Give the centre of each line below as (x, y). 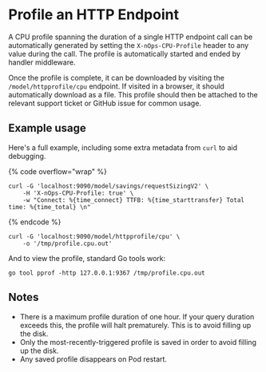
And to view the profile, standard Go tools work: (87, 258)
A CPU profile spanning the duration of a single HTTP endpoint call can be (131, 37)
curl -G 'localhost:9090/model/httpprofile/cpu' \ (94, 236)
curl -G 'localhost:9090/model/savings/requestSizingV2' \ (109, 186)
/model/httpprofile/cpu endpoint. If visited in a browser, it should (117, 86)
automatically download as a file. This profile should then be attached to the (133, 94)
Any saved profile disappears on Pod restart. (93, 359)
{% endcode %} (35, 222)
